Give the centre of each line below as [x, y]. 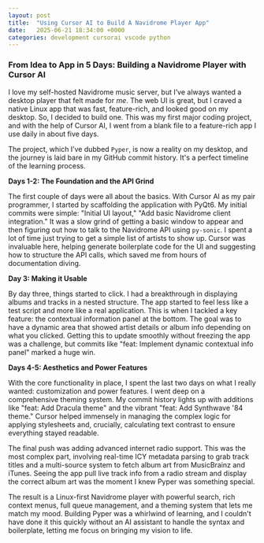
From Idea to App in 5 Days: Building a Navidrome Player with [127, 65]
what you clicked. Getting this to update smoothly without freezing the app [129, 335]
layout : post [30, 15]
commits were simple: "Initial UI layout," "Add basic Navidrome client [119, 212]
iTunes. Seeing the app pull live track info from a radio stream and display [127, 473]
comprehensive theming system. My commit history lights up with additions [131, 399]
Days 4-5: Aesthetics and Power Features [78, 368]
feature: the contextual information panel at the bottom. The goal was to [125, 319]
